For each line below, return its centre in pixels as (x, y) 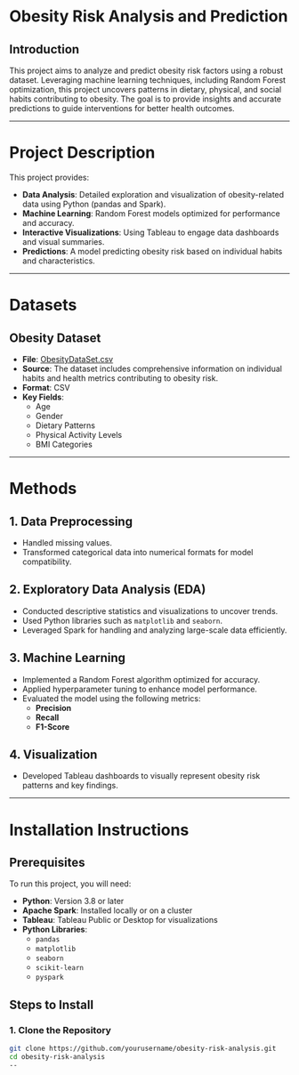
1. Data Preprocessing (71, 521)
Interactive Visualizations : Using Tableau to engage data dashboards (150, 232)
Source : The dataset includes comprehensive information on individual (152, 368)
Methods (43, 489)
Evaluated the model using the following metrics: (111, 698)
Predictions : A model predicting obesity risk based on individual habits (152, 251)
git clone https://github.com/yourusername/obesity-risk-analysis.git (143, 1049)
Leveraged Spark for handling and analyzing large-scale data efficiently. (154, 630)
